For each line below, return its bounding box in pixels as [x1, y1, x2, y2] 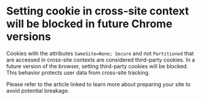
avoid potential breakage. [6, 87, 69, 94]
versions [6, 30, 51, 43]
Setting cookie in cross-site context [6, 4, 189, 18]
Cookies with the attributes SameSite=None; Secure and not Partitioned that [6, 49, 194, 57]
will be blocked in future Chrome [6, 17, 173, 31]
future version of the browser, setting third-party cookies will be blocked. [6, 62, 188, 70]
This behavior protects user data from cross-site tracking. [6, 69, 150, 76]
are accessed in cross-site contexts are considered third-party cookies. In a [6, 56, 195, 63]
